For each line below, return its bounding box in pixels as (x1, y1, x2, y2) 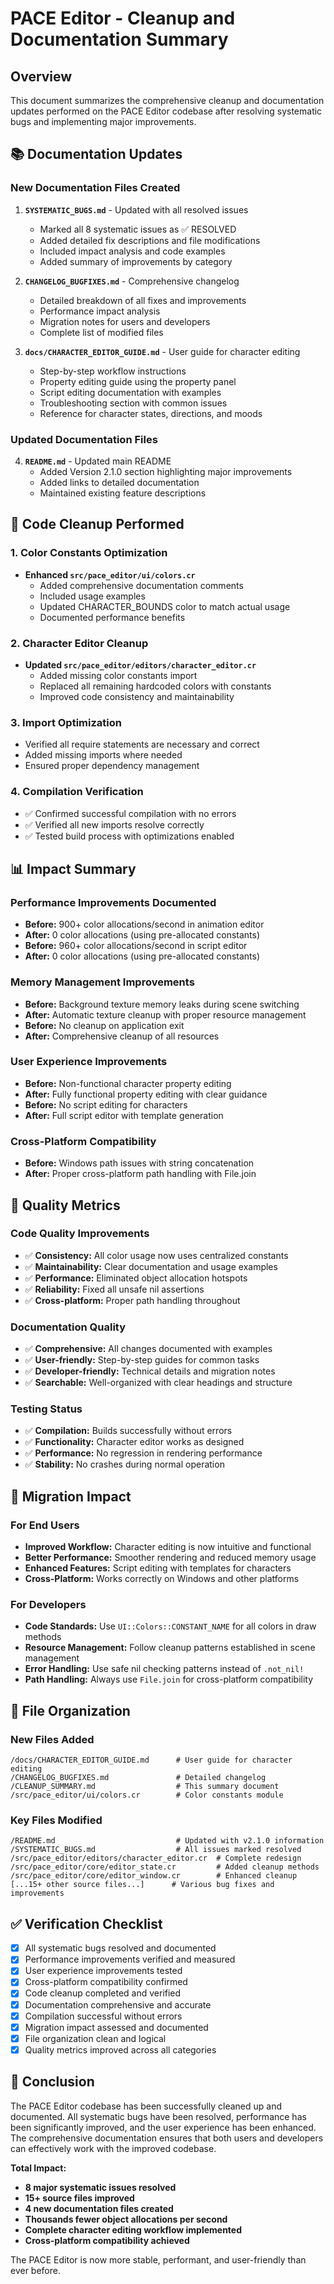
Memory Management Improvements (10, 975, 195, 989)
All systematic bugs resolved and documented (24, 1942, 217, 1954)
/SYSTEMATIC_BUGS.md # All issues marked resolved (10, 1845, 302, 1855)
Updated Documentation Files (10, 432, 158, 446)
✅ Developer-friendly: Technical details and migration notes (24, 1365, 276, 1377)
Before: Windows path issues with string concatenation (24, 1157, 255, 1169)
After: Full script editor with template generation (24, 1109, 224, 1121)
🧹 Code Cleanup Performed (10, 516, 185, 533)
